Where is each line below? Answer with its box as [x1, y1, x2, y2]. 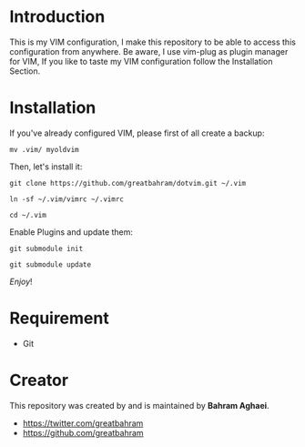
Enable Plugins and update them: [9, 226, 134, 238]
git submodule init [9, 244, 84, 253]
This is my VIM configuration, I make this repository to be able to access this [9, 36, 296, 47]
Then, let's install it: [9, 161, 83, 172]
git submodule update [9, 259, 92, 269]
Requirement [9, 308, 109, 329]
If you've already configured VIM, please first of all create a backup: [9, 127, 265, 138]
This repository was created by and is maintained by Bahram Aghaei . [9, 400, 270, 411]
